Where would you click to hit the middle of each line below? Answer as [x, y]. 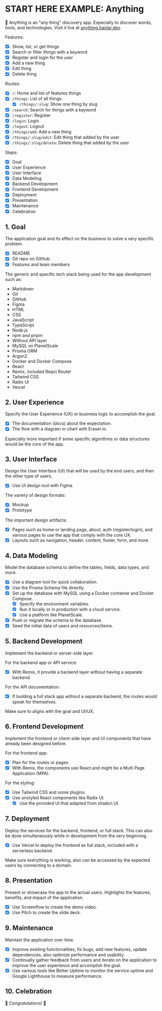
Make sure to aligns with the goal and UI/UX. [50, 711]
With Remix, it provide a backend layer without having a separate [77, 672]
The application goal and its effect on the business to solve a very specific [80, 239]
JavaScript [23, 319]
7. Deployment [27, 819]
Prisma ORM [25, 351]
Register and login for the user [42, 57]
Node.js [20, 330]
